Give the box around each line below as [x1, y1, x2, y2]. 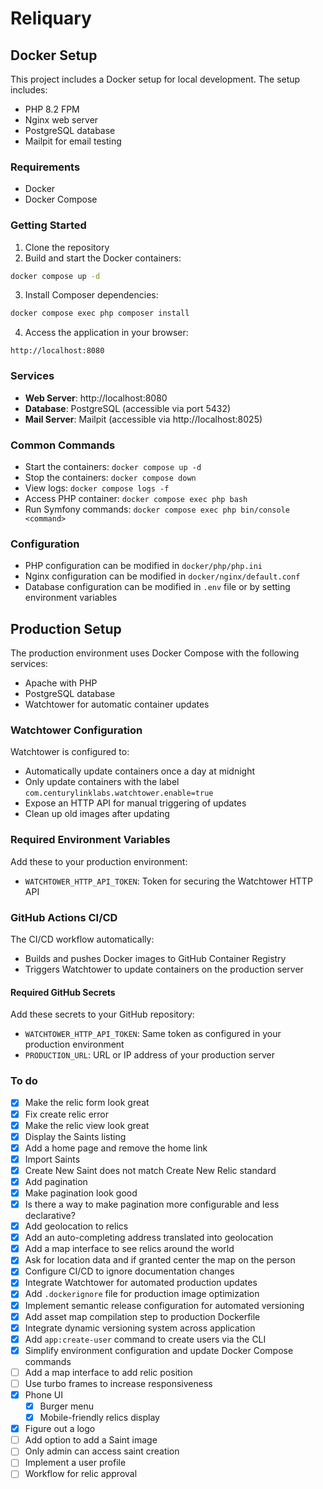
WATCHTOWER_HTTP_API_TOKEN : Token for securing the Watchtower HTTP [24, 875, 313, 887]
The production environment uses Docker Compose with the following [10, 647, 300, 659]
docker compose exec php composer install [10, 308, 190, 319]
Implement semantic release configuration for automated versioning [24, 1299, 305, 1311]
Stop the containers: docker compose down [24, 471, 197, 483]
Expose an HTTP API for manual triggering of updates [24, 797, 247, 809]
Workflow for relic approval [24, 1468, 138, 1480]
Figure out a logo [24, 1423, 96, 1435]
